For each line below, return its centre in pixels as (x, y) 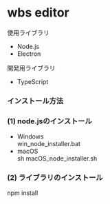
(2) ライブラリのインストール (55, 178)
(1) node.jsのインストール (50, 121)
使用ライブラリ (28, 32)
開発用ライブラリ (31, 68)
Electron (29, 54)
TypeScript (33, 81)
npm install (23, 193)
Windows (30, 136)
